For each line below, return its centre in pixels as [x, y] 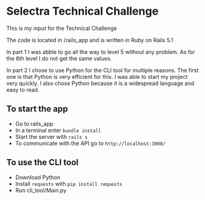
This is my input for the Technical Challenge [62, 28]
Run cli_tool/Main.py [41, 190]
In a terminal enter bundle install [58, 130]
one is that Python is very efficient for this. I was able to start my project [97, 76]
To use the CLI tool [43, 162]
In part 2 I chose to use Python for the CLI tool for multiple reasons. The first [102, 70]
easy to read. [23, 89]
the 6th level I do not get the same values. [59, 58]
